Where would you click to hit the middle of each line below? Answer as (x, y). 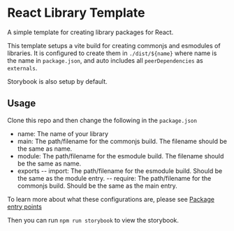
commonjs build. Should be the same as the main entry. (97, 186)
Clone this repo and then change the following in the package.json (102, 120)
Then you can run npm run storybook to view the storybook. (93, 220)
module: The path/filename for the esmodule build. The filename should (120, 156)
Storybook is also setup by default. (57, 81)
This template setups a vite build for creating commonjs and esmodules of (114, 45)
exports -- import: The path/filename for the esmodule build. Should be (120, 171)
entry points (24, 207)
